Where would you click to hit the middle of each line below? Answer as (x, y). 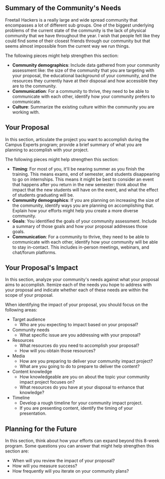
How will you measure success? (45, 466)
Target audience (29, 319)
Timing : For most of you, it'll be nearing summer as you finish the (78, 169)
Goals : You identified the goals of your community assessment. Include (84, 221)
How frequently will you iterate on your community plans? (70, 471)
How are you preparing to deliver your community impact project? (86, 361)
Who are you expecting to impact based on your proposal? (79, 325)
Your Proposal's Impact (42, 268)
